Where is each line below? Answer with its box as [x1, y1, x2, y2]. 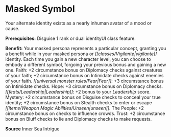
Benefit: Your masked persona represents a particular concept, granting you [5, 45, 166, 51]
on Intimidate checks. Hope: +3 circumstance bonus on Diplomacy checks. [5, 83, 163, 89]
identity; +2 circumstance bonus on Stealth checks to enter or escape [5, 99, 152, 105]
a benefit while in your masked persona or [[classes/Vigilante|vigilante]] [5, 51, 157, 57]
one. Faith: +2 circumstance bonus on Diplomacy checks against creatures [5, 67, 163, 73]
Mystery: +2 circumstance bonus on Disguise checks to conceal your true [5, 94, 161, 100]
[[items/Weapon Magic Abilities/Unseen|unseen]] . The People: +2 [5, 105, 144, 111]
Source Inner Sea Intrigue [5, 126, 60, 132]
